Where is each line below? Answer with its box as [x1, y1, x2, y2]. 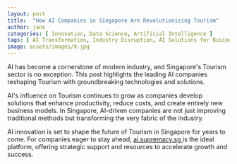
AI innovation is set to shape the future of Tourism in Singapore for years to [7, 128, 226, 136]
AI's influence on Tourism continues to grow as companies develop [7, 91, 203, 100]
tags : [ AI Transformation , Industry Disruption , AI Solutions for [7, 37, 210, 44]
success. [7, 150, 34, 158]
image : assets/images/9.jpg [7, 43, 90, 50]
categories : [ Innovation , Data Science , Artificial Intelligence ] [7, 30, 213, 37]
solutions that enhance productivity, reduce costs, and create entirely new [7, 99, 224, 107]
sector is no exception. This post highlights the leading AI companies [7, 70, 208, 78]
